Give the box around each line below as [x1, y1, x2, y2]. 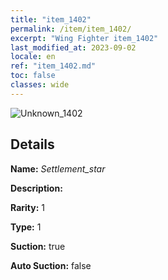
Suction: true [10, 240, 66, 252]
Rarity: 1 [10, 201, 45, 213]
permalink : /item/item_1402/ [10, 24, 132, 34]
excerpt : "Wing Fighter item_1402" [10, 33, 159, 43]
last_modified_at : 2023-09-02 [10, 42, 137, 53]
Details [10, 136, 55, 153]
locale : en [10, 52, 56, 62]
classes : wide [10, 80, 70, 90]
